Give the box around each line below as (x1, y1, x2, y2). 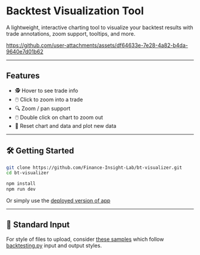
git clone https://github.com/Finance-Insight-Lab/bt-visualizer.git (6, 165, 183, 171)
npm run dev (6, 186, 36, 193)
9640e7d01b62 (6, 48, 43, 55)
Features (6, 71, 40, 81)
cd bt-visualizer (6, 170, 49, 176)
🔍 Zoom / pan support (14, 105, 71, 112)
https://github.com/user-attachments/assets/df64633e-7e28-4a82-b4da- (6, 42, 189, 49)
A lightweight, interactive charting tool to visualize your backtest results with (6, 24, 193, 31)
